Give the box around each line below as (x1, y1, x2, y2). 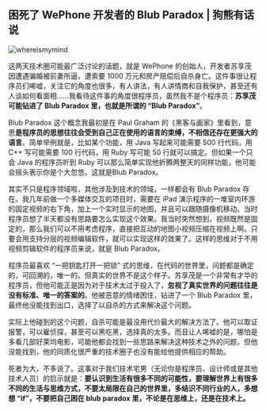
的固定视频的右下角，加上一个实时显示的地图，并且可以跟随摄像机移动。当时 (8, 204, 258, 213)
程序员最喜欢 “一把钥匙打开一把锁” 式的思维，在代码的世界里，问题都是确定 (8, 260, 255, 270)
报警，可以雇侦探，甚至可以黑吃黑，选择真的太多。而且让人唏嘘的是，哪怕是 (8, 327, 258, 336)
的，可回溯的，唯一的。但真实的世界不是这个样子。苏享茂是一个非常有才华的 (8, 270, 258, 280)
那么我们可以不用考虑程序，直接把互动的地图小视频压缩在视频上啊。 (28, 224, 251, 233)
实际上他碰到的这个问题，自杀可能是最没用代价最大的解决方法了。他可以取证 (8, 317, 258, 326)
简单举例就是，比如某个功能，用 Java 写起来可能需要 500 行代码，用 (28, 137, 253, 147)
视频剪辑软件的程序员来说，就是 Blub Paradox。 (8, 244, 165, 253)
